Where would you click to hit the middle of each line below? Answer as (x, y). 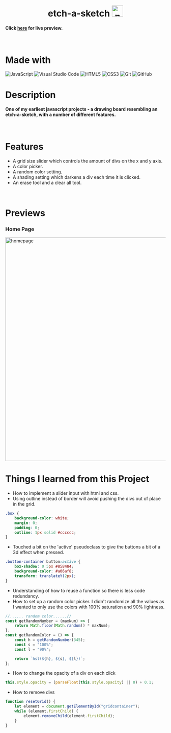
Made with (28, 60)
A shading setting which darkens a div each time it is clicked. (77, 177)
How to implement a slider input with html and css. (65, 493)
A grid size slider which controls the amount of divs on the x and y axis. (88, 161)
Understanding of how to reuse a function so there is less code (79, 590)
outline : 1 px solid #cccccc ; (45, 532)
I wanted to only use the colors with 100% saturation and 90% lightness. (89, 607)
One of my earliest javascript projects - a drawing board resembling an (81, 109)
